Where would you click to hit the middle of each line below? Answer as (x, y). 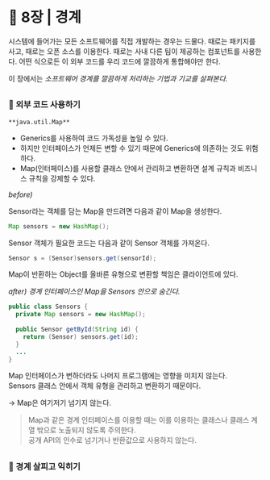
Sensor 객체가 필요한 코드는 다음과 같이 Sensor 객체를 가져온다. (109, 243)
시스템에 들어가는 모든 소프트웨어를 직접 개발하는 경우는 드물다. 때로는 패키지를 (132, 41)
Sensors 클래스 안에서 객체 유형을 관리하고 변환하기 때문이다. (105, 386)
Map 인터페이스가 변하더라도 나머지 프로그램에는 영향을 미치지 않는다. (118, 376)
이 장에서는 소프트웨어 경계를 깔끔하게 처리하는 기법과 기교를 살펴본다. (118, 78)
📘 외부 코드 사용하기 (44, 105)
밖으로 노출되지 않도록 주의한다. (86, 430)
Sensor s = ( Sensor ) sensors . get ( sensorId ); (83, 258)
